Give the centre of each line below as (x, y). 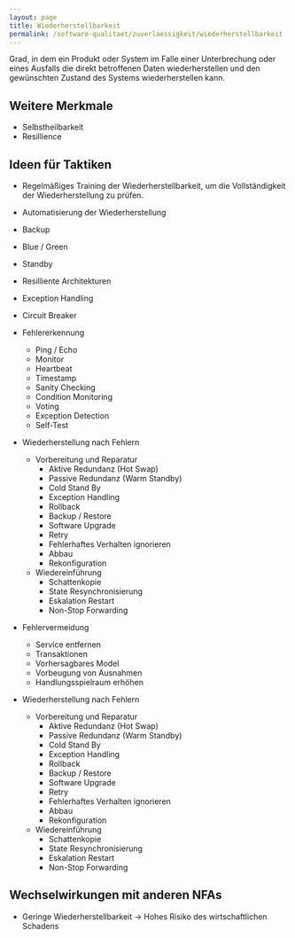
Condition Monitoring (74, 397)
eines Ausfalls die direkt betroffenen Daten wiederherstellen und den (135, 68)
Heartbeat (54, 368)
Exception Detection (72, 416)
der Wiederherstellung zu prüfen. (83, 195)
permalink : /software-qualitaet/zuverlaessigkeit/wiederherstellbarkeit (146, 34)
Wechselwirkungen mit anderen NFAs (116, 895)
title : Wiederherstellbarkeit (65, 26)
